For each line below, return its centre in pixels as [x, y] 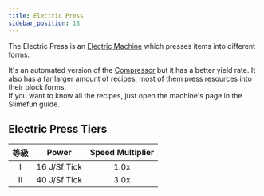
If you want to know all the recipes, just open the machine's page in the [125, 95]
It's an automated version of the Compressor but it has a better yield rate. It [132, 70]
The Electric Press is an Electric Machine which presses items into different [132, 46]
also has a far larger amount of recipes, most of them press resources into [130, 78]
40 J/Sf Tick [59, 180]
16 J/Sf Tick [59, 167]
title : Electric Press [46, 16]
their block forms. [37, 87]
